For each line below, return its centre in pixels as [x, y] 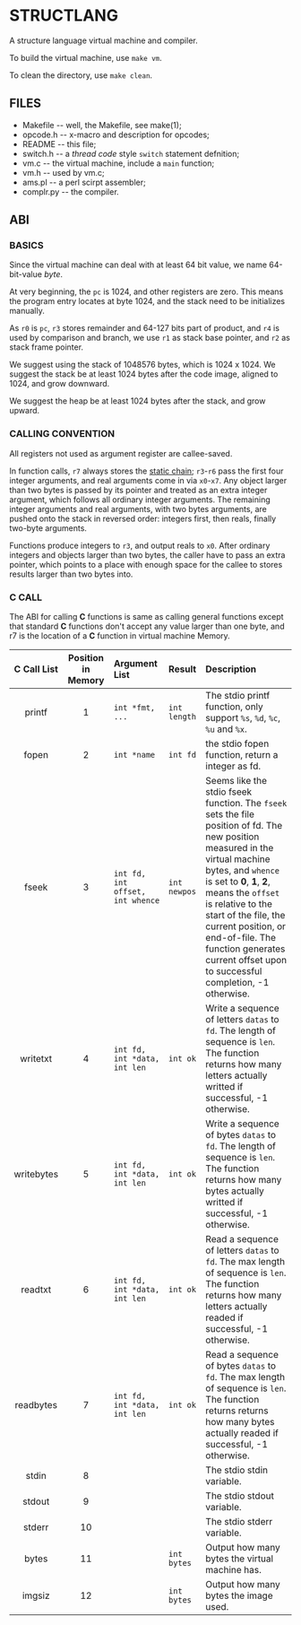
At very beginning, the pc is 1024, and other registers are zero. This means [146, 291]
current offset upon [246, 960]
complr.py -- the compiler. [70, 191]
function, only [235, 707]
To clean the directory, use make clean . [81, 75]
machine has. [234, 1570]
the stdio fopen [237, 743]
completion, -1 [237, 983]
